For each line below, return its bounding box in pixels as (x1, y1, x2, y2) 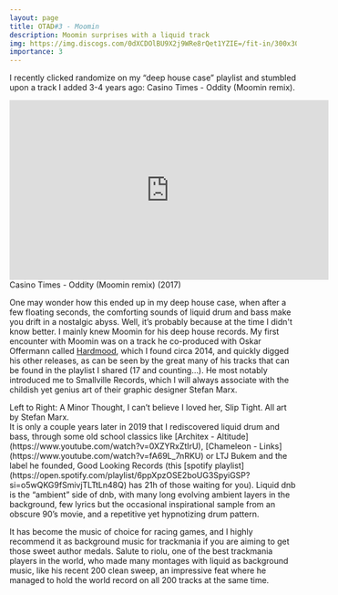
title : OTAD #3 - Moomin (9, 22, 100, 31)
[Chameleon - (205, 441, 258, 452)
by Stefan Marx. (9, 412, 70, 423)
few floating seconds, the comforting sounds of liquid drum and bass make (9, 307, 292, 318)
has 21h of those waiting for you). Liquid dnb (128, 480, 296, 491)
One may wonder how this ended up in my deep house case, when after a (9, 297, 287, 308)
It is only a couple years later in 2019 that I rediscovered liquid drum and (9, 422, 280, 433)
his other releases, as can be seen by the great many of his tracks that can (9, 355, 290, 366)
